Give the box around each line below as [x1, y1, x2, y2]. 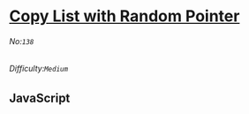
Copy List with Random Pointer [9, 6, 240, 27]
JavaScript [9, 91, 71, 105]
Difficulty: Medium [9, 64, 69, 74]
